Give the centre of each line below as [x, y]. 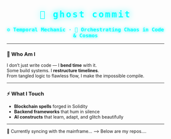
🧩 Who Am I [21, 54]
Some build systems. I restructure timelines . [53, 70]
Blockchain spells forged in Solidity [51, 107]
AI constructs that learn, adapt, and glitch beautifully [69, 117]
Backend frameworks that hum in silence [57, 112]
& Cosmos [85, 36]
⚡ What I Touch [25, 94]
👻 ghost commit [85, 14]
